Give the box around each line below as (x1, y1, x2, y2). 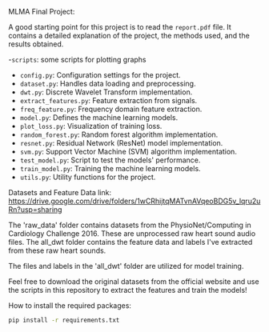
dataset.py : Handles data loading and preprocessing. (19, 79, 196, 88)
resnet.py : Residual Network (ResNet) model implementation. (19, 138, 223, 147)
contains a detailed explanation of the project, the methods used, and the (8, 31, 250, 40)
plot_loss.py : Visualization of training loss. (19, 122, 163, 130)
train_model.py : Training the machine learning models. (19, 164, 202, 173)
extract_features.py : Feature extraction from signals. (19, 96, 198, 105)
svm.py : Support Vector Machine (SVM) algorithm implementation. (19, 147, 238, 156)
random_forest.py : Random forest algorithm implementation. (19, 130, 219, 139)
